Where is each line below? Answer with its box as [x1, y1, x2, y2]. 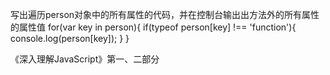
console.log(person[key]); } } [10, 33, 130, 44]
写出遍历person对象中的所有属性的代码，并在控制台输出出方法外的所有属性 [10, 9, 320, 20]
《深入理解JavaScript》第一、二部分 [10, 53, 160, 65]
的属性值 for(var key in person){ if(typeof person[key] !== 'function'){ [10, 21, 297, 33]
